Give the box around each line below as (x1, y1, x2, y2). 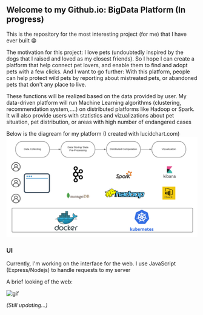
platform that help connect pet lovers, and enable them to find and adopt (6, 61, 188, 68)
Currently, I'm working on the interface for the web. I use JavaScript (6, 260, 176, 267)
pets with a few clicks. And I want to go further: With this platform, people (6, 68, 190, 75)
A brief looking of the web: (6, 278, 73, 285)
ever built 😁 (6, 36, 37, 44)
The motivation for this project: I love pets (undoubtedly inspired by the (6, 48, 184, 56)
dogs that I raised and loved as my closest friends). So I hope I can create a (6, 55, 195, 62)
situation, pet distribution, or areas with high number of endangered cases (6, 118, 192, 125)
